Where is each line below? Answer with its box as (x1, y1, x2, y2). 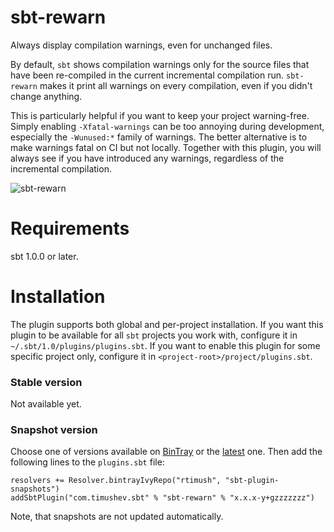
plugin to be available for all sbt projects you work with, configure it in (10, 329, 298, 341)
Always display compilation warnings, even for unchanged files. (10, 39, 273, 51)
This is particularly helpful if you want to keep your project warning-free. (10, 109, 310, 121)
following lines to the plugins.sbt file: (10, 456, 165, 468)
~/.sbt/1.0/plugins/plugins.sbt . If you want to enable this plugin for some (10, 339, 321, 351)
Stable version (10, 375, 83, 389)
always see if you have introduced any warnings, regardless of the (10, 152, 285, 164)
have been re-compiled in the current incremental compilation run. (10, 69, 285, 81)
